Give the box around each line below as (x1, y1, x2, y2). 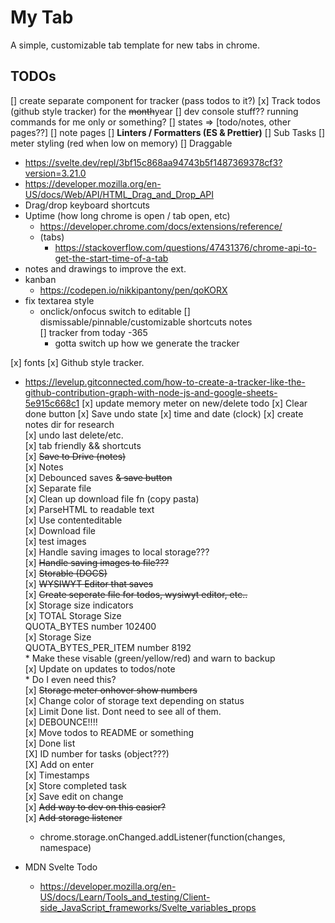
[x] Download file (24, 524, 96, 536)
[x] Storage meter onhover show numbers (24, 684, 198, 696)
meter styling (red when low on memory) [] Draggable (10, 137, 233, 149)
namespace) (39, 841, 92, 853)
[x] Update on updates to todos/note (24, 662, 176, 675)
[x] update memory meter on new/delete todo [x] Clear (81, 397, 308, 409)
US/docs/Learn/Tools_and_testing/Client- (39, 891, 211, 903)
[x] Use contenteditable (24, 514, 123, 526)
